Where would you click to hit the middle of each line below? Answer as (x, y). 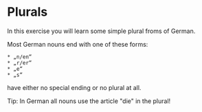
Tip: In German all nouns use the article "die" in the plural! (89, 101)
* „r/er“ (20, 63)
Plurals (27, 12)
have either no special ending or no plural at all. (74, 87)
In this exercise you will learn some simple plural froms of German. (101, 31)
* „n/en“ (20, 57)
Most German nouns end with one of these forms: (78, 44)
